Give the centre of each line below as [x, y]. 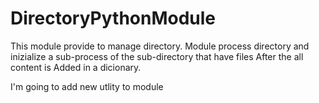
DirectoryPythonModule [113, 18]
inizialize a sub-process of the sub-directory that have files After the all [157, 56]
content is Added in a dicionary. [76, 67]
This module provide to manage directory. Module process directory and [160, 46]
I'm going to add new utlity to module [87, 86]
